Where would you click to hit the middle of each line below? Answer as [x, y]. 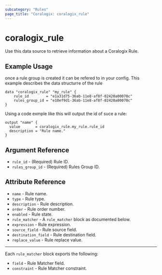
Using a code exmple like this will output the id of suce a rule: [66, 114]
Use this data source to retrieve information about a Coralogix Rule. [72, 51]
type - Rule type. [29, 199]
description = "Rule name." [38, 131]
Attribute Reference [35, 182]
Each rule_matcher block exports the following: [52, 254]
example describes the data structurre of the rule [54, 83]
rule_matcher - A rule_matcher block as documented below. [71, 219]
